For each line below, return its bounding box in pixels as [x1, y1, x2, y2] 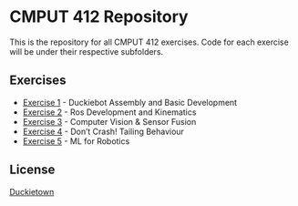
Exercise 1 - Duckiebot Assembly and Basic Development [22, 97, 238, 108]
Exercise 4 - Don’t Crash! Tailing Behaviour [22, 126, 185, 137]
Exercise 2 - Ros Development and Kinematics [22, 107, 197, 118]
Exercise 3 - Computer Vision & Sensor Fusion [22, 116, 197, 127]
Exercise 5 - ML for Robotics [22, 135, 130, 147]
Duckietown [9, 186, 55, 197]
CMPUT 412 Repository [9, 6, 189, 27]
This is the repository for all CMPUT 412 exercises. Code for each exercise [9, 36, 289, 47]
